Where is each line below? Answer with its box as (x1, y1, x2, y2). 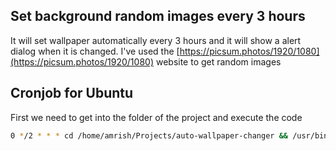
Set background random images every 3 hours (10, 8, 306, 25)
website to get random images (155, 55, 282, 68)
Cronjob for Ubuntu (10, 85, 134, 102)
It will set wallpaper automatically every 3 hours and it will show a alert (10, 34, 302, 46)
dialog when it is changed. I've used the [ (10, 45, 180, 57)
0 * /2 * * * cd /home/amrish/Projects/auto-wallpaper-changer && (10, 130, 288, 141)
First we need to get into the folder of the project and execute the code (10, 111, 303, 123)
